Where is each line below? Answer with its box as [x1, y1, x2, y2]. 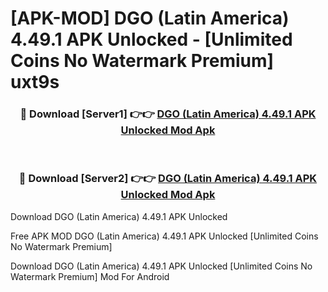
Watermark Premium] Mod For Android [10, 270, 170, 282]
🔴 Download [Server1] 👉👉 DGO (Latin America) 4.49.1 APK [19, 107, 317, 121]
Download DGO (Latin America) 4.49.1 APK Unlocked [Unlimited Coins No [10, 260, 313, 272]
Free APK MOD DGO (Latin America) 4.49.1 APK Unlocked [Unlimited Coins [10, 230, 319, 242]
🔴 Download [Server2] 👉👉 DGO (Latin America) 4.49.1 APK [18, 172, 318, 186]
